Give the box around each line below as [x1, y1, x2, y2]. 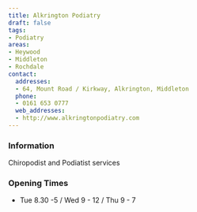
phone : [15, 92, 37, 100]
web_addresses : [15, 107, 66, 115]
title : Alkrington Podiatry [8, 11, 101, 20]
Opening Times [8, 178, 69, 189]
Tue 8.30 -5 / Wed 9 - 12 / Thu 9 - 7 [19, 195, 136, 205]
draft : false [8, 19, 51, 27]
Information [8, 139, 55, 151]
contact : [8, 70, 37, 78]
